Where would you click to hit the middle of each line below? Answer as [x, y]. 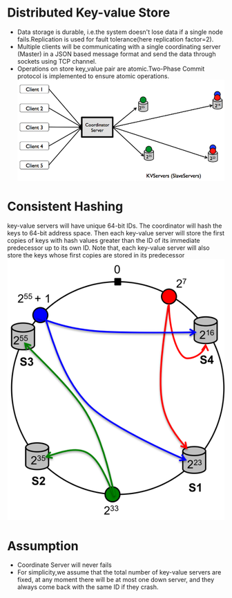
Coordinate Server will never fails [64, 565]
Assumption [43, 546]
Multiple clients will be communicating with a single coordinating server [119, 46]
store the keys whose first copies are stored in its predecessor [96, 255]
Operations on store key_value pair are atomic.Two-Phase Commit [111, 69]
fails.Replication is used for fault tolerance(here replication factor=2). [115, 39]
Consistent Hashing [65, 207]
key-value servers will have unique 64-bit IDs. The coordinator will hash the [115, 226]
